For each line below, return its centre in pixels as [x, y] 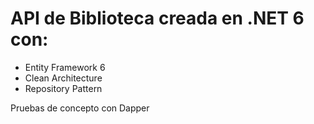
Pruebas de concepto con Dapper [80, 108]
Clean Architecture [63, 78]
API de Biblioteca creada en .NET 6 [157, 18]
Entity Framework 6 [65, 67]
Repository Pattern [63, 88]
